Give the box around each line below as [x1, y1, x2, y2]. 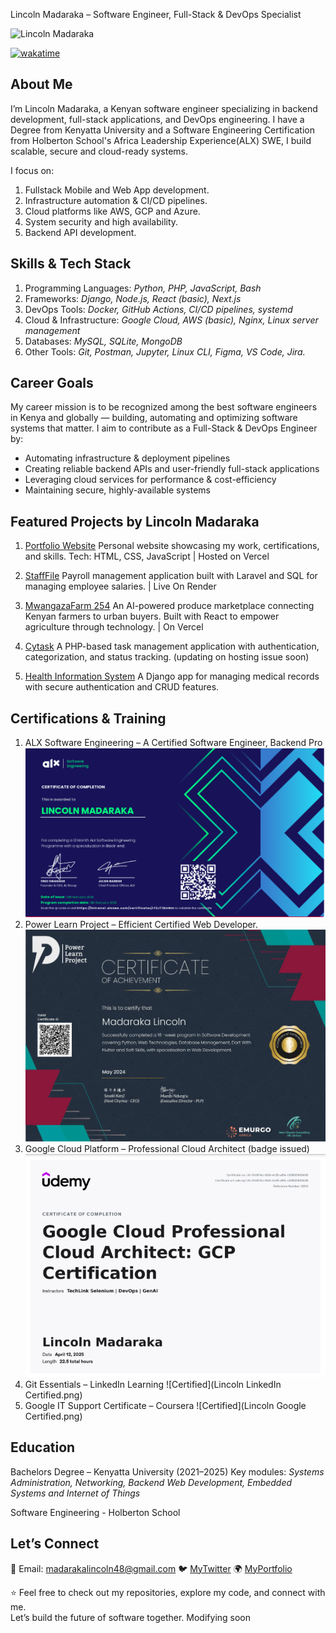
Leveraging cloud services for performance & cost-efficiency [24, 474, 277, 486]
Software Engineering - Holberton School [10, 1506, 181, 1518]
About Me [10, 76, 73, 93]
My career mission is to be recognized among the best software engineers [10, 401, 318, 413]
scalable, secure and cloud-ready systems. [10, 145, 188, 157]
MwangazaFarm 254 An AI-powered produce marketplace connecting [24, 600, 315, 612]
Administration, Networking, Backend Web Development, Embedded [10, 1476, 293, 1488]
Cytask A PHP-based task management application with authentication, [24, 640, 320, 653]
